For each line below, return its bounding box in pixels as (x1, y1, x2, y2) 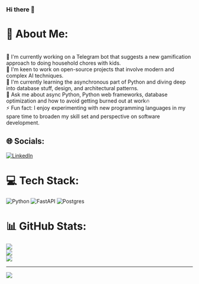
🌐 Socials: (6, 136, 45, 146)
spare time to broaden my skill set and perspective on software (6, 113, 161, 120)
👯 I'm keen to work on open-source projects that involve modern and (6, 65, 175, 73)
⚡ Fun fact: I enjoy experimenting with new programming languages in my (6, 104, 186, 111)
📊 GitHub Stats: (6, 219, 87, 233)
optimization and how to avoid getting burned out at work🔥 (6, 97, 150, 104)
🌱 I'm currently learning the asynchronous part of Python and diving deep (6, 78, 186, 85)
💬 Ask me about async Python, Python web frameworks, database (6, 91, 168, 98)
